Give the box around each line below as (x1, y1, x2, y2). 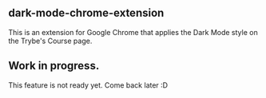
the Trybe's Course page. (8, 36, 93, 45)
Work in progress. (8, 59, 100, 73)
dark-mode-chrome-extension (8, 6, 165, 20)
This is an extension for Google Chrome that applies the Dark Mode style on (8, 27, 258, 37)
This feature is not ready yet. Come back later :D (8, 80, 169, 90)
